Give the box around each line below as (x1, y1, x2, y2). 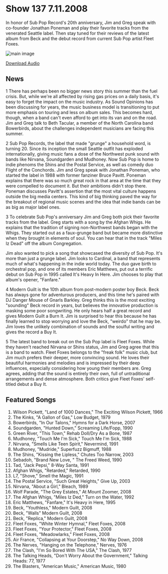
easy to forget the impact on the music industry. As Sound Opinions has (5, 99, 154, 105)
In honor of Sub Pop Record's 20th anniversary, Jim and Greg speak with (5, 20, 156, 26)
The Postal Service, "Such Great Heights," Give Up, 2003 (12, 478, 131, 484)
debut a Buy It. (17, 381, 47, 387)
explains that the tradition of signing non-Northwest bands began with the (5, 224, 158, 230)
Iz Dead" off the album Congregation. (5, 240, 83, 246)
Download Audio (5, 60, 40, 66)
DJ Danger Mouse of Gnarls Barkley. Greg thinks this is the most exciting (5, 297, 155, 303)
